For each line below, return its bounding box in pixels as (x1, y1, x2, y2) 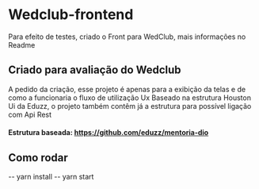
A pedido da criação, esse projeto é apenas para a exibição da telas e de (8, 84, 246, 94)
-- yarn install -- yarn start (8, 172, 94, 182)
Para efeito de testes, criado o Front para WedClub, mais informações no (8, 32, 246, 41)
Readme (8, 40, 36, 49)
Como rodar (8, 151, 69, 164)
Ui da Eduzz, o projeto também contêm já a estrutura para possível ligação (8, 101, 252, 110)
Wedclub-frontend (8, 6, 134, 24)
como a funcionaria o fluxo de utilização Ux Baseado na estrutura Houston (8, 93, 252, 102)
